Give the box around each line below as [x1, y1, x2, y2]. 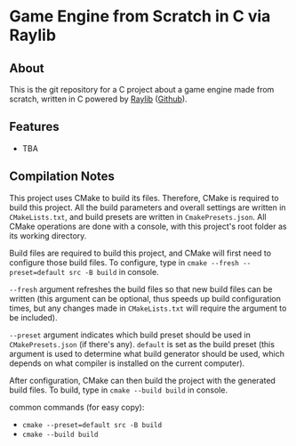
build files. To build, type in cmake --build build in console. [9, 385, 228, 395]
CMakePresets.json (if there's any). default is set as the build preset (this [9, 338, 276, 349]
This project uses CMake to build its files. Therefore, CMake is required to [9, 192, 279, 203]
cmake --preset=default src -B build [21, 420, 163, 429]
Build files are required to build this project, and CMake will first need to [9, 247, 272, 258]
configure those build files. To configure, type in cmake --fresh [9, 256, 240, 268]
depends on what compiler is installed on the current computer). [9, 358, 245, 369]
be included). [9, 312, 58, 322]
